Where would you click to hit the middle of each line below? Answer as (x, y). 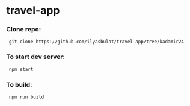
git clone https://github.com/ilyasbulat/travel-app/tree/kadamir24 (97, 42)
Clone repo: (24, 30)
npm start (21, 69)
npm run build (26, 97)
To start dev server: (35, 57)
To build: (19, 84)
